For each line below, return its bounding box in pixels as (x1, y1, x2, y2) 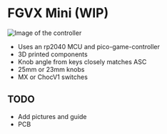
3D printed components (17, 50, 88, 58)
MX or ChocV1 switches (17, 73, 88, 81)
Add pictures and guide (17, 112, 87, 120)
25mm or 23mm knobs (17, 65, 85, 73)
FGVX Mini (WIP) (7, 5, 109, 21)
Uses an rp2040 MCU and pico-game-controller (17, 42, 161, 51)
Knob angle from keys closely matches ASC (17, 57, 147, 66)
